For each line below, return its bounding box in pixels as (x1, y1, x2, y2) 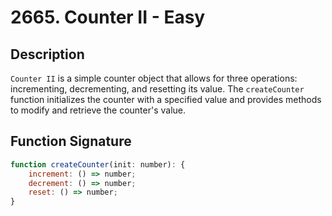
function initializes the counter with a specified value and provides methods (10, 94, 322, 105)
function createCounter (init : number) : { (10, 159, 186, 170)
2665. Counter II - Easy (10, 6, 206, 29)
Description (10, 46, 85, 63)
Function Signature (10, 133, 132, 150)
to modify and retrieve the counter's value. (10, 104, 187, 116)
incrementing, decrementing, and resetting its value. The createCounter (10, 83, 305, 95)
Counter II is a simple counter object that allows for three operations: (10, 72, 298, 84)
